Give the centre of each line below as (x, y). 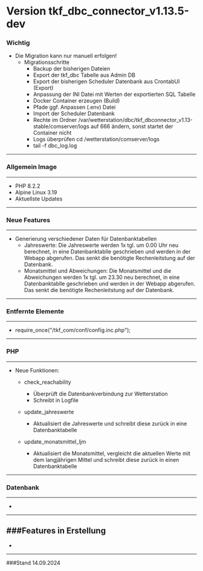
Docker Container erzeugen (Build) (76, 101)
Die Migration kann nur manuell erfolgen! (66, 56)
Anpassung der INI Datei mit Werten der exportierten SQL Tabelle (114, 94)
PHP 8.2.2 (27, 186)
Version (26, 11)
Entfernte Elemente (35, 311)
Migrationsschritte (47, 62)
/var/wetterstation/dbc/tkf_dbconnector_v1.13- (136, 120)
